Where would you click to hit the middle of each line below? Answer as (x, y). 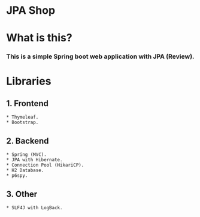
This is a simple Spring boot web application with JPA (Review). (100, 56)
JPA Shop (31, 10)
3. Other (22, 194)
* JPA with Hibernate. (34, 160)
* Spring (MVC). (26, 155)
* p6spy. (17, 176)
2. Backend (28, 141)
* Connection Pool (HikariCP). (45, 165)
